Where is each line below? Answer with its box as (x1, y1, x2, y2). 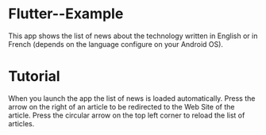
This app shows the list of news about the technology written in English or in (8, 31, 258, 40)
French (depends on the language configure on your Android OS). (8, 39, 224, 48)
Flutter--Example (8, 5, 124, 23)
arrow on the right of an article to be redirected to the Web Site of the (8, 102, 235, 111)
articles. (8, 118, 35, 128)
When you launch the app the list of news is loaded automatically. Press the (8, 93, 256, 103)
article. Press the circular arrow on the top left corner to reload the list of (8, 110, 245, 120)
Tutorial (8, 67, 61, 86)
